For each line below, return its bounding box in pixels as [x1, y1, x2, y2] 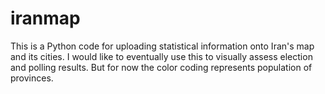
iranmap [10, 7, 81, 30]
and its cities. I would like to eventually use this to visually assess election [10, 50, 313, 62]
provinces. [10, 72, 54, 84]
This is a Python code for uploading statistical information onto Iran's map [10, 40, 315, 52]
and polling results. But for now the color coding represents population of [10, 61, 313, 73]
